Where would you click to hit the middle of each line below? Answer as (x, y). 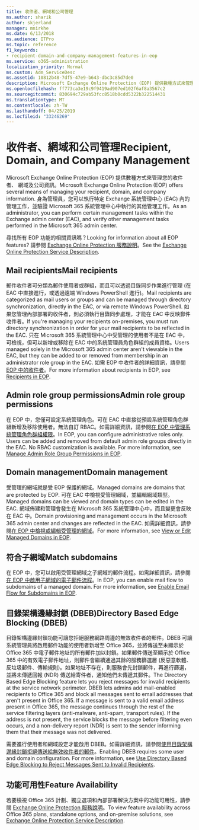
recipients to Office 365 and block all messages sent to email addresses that (99, 694)
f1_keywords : (22, 50)
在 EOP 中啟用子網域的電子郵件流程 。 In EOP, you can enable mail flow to (95, 580)
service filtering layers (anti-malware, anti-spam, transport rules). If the (93, 713)
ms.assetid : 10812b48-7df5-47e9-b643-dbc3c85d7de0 (70, 78)
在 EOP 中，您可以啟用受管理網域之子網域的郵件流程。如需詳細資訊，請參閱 (98, 573)
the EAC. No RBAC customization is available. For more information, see (94, 447)
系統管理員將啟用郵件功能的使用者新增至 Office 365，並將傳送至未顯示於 (95, 645)
